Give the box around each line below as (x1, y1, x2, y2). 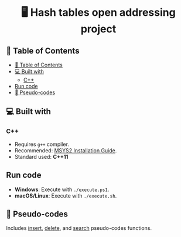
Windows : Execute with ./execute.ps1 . (14, 186, 110, 193)
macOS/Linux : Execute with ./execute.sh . (14, 192, 117, 199)
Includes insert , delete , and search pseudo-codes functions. (6, 225, 152, 232)
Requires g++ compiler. (14, 141, 69, 148)
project (80, 22, 117, 36)
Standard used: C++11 (14, 153, 69, 160)
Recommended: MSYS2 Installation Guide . (14, 146, 117, 154)
